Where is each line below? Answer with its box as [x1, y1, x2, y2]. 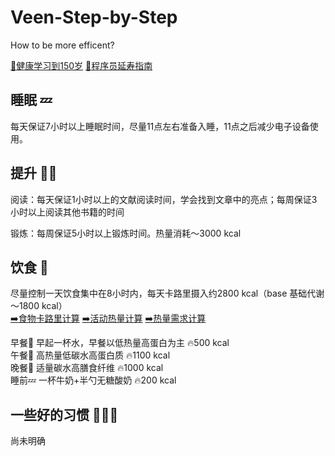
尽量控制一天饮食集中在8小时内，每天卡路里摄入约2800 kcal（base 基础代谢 [10, 287, 325, 300]
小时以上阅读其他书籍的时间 [10, 206, 125, 218]
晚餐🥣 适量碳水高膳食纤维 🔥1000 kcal [10, 362, 164, 374]
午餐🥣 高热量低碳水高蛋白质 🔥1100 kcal [10, 349, 171, 361]
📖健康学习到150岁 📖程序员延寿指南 [10, 59, 153, 71]
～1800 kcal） [10, 300, 68, 312]
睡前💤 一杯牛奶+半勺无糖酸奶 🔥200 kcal [10, 374, 177, 386]
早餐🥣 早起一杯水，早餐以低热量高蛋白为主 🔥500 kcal [10, 337, 230, 349]
